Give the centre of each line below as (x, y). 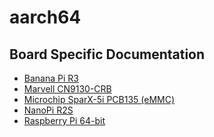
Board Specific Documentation (107, 54)
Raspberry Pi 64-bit (64, 120)
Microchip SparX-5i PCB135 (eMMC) (99, 99)
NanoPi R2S (48, 110)
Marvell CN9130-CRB (67, 89)
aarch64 (45, 17)
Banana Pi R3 (51, 78)
